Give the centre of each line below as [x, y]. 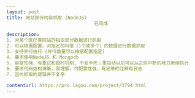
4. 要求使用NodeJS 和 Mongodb [43, 57]
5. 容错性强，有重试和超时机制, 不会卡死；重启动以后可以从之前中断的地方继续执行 [97, 63]
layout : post [23, 12]
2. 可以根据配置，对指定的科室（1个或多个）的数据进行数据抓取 [76, 46]
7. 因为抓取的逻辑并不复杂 [36, 74]
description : [23, 35]
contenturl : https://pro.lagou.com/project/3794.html [77, 86]
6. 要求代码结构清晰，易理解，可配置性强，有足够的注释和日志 [75, 68]
